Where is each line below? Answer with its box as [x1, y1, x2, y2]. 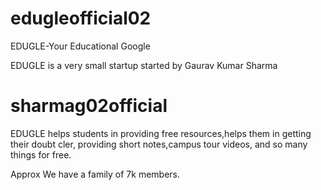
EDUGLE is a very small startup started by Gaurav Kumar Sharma [10, 59, 278, 71]
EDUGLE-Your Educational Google [10, 40, 151, 52]
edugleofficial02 [10, 7, 152, 30]
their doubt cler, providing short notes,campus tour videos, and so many [10, 138, 308, 150]
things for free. [10, 148, 72, 161]
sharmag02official [10, 95, 168, 117]
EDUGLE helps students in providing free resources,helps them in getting [10, 127, 312, 139]
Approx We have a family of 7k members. [10, 168, 181, 180]
